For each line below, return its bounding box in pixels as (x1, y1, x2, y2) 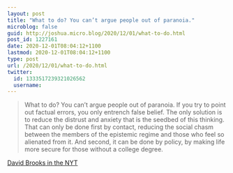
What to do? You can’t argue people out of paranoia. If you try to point (24, 100, 226, 109)
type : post (7, 56, 39, 63)
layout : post (7, 10, 45, 17)
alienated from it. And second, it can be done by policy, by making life (24, 137, 225, 146)
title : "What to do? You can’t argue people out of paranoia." (7, 17, 195, 24)
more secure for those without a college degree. (24, 145, 164, 153)
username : (13, 82, 42, 89)
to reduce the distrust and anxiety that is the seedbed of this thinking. (24, 116, 225, 124)
